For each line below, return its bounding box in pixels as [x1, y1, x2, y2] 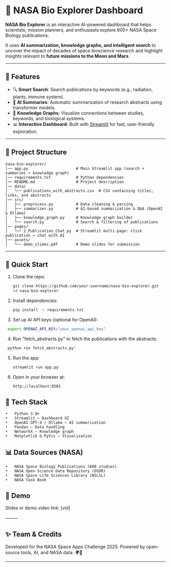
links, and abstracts [5, 193, 51, 198]
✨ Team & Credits [5, 530, 62, 539]
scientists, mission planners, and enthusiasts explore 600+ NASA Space [5, 26, 157, 33]
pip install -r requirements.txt [12, 308, 84, 313]
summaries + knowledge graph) [5, 170, 70, 175]
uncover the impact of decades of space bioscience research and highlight [5, 47, 163, 53]
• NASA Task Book [5, 477, 47, 483]
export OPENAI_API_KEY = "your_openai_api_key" [7, 327, 106, 332]
